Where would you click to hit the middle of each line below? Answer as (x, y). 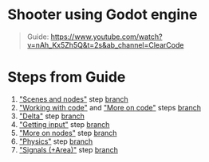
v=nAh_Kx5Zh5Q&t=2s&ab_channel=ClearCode (105, 44)
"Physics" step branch (56, 141)
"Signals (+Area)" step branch (69, 149)
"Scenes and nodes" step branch (73, 99)
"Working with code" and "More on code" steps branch (110, 107)
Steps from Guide (67, 77)
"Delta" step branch (51, 116)
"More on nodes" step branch (68, 133)
